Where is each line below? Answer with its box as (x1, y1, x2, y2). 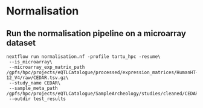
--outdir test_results (8, 96, 66, 102)
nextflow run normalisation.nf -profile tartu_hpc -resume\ (6, 54, 161, 60)
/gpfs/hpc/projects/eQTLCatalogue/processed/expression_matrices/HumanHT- (6, 69, 199, 75)
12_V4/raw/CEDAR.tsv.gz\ (6, 75, 69, 81)
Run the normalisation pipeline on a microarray (6, 28, 186, 39)
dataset (6, 37, 36, 48)
